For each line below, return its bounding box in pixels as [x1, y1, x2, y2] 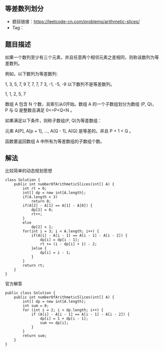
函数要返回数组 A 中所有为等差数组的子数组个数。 [5, 138, 105, 144]
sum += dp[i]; [40, 321, 69, 326]
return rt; [22, 263, 45, 268]
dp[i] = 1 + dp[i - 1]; [40, 316, 89, 321]
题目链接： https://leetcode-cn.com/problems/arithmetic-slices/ [12, 19, 140, 24]
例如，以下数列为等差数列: [5, 70, 58, 77]
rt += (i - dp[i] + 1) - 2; [40, 241, 97, 247]
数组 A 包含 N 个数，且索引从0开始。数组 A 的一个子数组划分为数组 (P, [5, 101, 146, 107]
